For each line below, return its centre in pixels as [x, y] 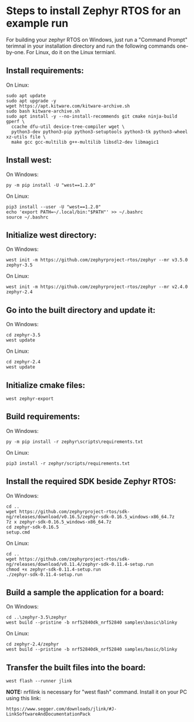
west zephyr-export [30, 399]
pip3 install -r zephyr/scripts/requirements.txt [68, 463]
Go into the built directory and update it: [81, 310]
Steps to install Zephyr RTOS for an [93, 11]
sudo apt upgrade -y [31, 101]
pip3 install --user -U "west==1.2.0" [53, 207]
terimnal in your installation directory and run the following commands [91, 46]
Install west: [29, 160]
